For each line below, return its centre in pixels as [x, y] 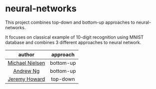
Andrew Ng [26, 71]
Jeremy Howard [26, 79]
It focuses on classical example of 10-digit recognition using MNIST [74, 37]
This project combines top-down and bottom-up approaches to [70, 22]
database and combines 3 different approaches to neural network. [73, 42]
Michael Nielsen [26, 63]
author [26, 54]
